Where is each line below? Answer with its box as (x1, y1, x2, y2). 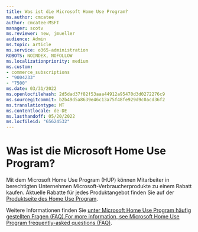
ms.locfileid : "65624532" (6, 119, 70, 125)
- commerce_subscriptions (6, 69, 70, 75)
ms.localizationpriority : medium (6, 58, 89, 64)
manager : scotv (6, 25, 44, 31)
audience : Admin (6, 36, 46, 42)
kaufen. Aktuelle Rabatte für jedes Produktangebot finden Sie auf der (6, 189, 174, 196)
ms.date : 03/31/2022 (6, 86, 57, 92)
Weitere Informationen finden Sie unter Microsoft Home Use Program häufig (6, 207, 191, 214)
